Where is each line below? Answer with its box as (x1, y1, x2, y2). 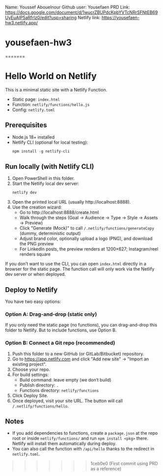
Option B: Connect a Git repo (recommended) (5, 339, 115, 346)
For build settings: (12, 371, 49, 378)
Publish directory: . (19, 382, 59, 388)
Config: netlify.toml (12, 107, 55, 113)
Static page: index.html (12, 96, 60, 102)
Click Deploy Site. (12, 392, 48, 398)
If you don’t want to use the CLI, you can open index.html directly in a (5, 261, 146, 267)
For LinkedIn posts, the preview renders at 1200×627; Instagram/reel (19, 246, 159, 252)
